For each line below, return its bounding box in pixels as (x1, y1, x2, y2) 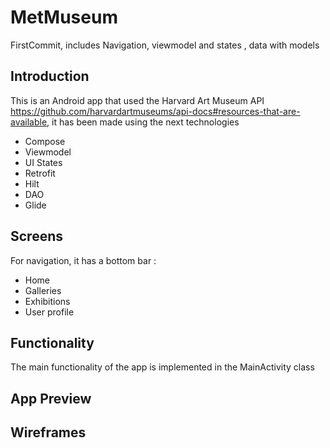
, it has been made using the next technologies (46, 116, 240, 128)
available (10, 116, 48, 128)
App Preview (10, 390, 92, 407)
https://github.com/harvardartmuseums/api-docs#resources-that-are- (10, 105, 301, 117)
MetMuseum (10, 6, 118, 29)
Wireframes (10, 424, 87, 441)
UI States (24, 156, 63, 168)
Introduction (10, 68, 90, 85)
